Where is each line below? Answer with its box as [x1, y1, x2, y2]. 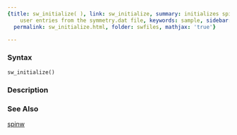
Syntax [7, 53, 32, 63]
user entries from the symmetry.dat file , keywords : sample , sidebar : [20, 17, 232, 24]
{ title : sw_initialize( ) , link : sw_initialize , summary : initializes [7, 10, 219, 18]
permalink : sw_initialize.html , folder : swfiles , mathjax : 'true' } [13, 23, 217, 30]
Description [7, 85, 49, 95]
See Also [7, 103, 39, 113]
